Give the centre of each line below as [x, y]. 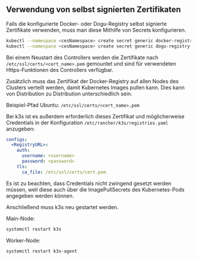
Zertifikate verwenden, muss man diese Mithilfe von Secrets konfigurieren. [96, 30]
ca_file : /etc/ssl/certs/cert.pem [64, 172]
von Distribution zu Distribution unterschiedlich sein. [69, 94]
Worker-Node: [23, 240]
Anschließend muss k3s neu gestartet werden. [62, 207]
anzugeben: [21, 129]
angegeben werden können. [40, 196]
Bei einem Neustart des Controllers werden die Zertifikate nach [82, 57]
